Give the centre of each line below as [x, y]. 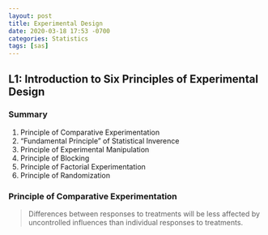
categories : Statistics [49, 38]
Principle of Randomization [65, 175]
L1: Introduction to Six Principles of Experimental [134, 79]
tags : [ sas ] [28, 46]
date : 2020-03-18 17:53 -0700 [60, 31]
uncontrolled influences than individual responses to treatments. [136, 223]
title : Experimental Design [56, 23]
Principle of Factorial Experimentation [83, 166]
